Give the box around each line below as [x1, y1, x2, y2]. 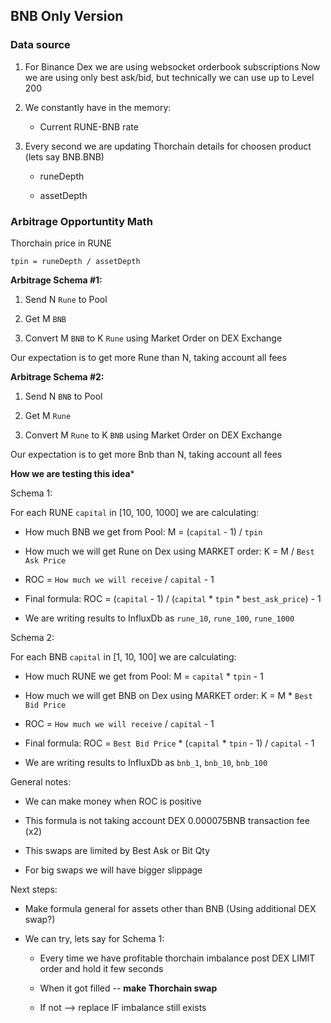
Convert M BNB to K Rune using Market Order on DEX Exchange [24, 332, 283, 344]
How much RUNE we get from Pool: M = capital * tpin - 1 [24, 670, 264, 682]
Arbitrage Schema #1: [10, 274, 103, 286]
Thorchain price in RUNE [10, 237, 112, 249]
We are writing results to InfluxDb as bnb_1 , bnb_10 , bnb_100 [24, 756, 268, 768]
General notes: [10, 775, 72, 788]
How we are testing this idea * [10, 467, 135, 479]
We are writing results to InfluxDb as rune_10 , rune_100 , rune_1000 [24, 612, 295, 624]
